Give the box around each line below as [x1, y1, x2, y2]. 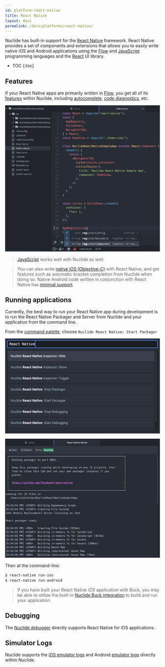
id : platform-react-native [5, 8, 60, 13]
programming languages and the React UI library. [5, 53, 105, 59]
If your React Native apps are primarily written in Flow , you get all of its [5, 90, 148, 96]
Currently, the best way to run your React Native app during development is [5, 309, 158, 315]
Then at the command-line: [5, 563, 60, 569]
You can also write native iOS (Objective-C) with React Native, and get [17, 266, 160, 272]
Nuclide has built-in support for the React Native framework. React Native [5, 37, 154, 44]
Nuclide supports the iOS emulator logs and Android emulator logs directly [5, 652, 156, 658]
